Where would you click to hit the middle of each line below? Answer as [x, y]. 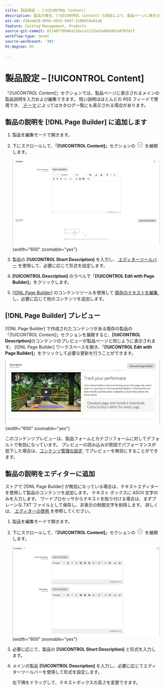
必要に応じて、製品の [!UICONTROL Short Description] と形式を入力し [84, 649]
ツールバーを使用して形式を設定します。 [61, 672]
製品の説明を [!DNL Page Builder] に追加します [76, 122]
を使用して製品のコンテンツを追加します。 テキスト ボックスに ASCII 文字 [79, 493]
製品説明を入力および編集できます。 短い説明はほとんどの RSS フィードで [80, 99]
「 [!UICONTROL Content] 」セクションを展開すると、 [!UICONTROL [73, 335]
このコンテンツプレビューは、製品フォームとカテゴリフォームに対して [76, 438]
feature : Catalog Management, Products [46, 26]
